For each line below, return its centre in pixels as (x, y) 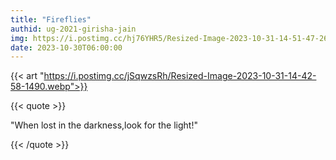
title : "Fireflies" (51, 19)
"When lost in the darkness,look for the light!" (104, 125)
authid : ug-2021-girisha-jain (73, 29)
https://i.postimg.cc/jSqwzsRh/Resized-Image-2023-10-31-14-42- (180, 76)
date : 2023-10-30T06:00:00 (66, 47)
